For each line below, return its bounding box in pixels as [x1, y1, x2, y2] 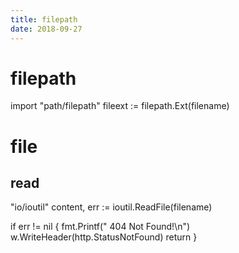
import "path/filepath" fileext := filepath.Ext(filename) [10, 100, 230, 112]
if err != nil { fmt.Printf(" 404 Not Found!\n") [10, 221, 191, 233]
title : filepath [10, 14, 78, 25]
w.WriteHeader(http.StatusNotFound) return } [10, 231, 198, 243]
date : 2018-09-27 [10, 24, 83, 34]
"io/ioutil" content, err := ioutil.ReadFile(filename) [10, 201, 213, 213]
